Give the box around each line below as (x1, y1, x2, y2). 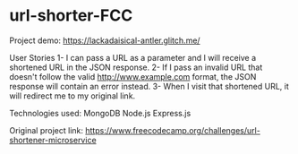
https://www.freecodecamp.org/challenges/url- (84, 124, 261, 135)
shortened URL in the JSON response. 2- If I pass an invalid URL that (9, 62, 263, 73)
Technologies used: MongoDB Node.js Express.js (9, 107, 192, 118)
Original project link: (9, 124, 83, 135)
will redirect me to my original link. (9, 90, 136, 101)
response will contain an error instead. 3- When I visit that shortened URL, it (9, 81, 289, 91)
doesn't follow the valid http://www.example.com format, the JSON (9, 71, 257, 81)
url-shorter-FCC (9, 5, 133, 26)
